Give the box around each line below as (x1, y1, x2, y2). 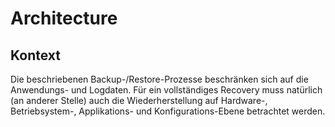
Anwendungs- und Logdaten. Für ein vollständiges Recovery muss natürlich (10, 84, 323, 96)
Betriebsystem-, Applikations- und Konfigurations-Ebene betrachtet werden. (10, 105, 326, 117)
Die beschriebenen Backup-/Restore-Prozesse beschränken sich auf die (10, 73, 309, 85)
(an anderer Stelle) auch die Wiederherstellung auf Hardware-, (10, 95, 268, 106)
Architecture (10, 7, 118, 30)
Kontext (10, 47, 61, 64)
